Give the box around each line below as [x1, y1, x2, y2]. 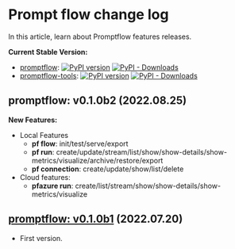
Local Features [19, 130, 69, 140]
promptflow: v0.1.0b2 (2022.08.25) [8, 94, 187, 108]
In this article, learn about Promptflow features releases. [8, 32, 192, 41]
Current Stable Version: [8, 47, 88, 56]
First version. [19, 233, 64, 243]
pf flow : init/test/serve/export [31, 139, 129, 148]
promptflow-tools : [19, 71, 79, 80]
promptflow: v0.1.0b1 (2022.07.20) [8, 213, 183, 226]
